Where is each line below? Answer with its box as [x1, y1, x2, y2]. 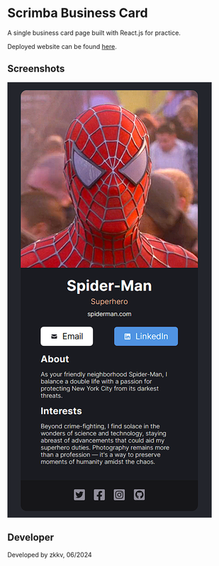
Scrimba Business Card [7, 5, 148, 21]
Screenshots [7, 62, 65, 75]
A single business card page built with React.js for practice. [7, 28, 181, 37]
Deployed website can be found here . [7, 42, 117, 50]
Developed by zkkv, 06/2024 [7, 550, 92, 559]
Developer [7, 531, 55, 544]
